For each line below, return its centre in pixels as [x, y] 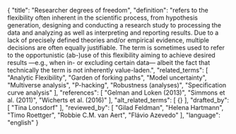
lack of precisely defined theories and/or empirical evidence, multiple [108, 40]
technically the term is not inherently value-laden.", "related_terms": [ [108, 70]
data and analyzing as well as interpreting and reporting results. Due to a [113, 32]
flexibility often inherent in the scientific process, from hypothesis [102, 18]
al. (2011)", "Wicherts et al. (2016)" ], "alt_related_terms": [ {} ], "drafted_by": [118, 100]
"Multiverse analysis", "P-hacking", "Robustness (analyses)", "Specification [117, 85]
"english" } [23, 122]
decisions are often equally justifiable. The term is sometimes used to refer [116, 48]
